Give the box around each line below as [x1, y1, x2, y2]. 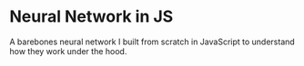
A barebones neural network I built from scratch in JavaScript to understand [9, 36, 296, 47]
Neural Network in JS [9, 6, 174, 27]
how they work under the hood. [9, 45, 127, 56]
